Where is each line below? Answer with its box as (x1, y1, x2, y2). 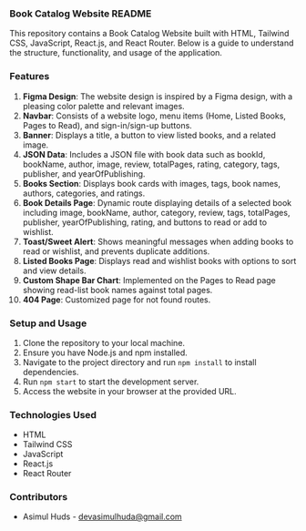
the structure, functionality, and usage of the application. (9, 47, 223, 58)
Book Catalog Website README (9, 7, 152, 20)
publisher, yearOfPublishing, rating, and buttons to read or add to (22, 217, 267, 228)
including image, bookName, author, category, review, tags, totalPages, (22, 207, 291, 218)
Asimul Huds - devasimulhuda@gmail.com (22, 511, 182, 522)
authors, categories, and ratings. (22, 188, 146, 199)
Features (9, 70, 50, 83)
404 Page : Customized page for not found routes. (22, 294, 211, 305)
